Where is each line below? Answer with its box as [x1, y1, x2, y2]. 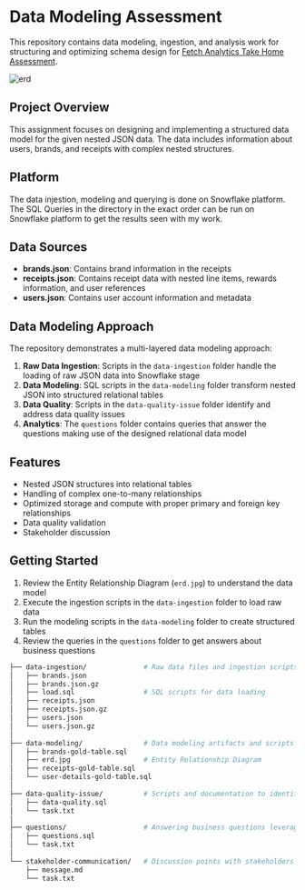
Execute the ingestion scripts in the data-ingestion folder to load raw [22, 596, 282, 607]
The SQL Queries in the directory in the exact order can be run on [9, 203, 255, 215]
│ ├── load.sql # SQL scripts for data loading [9, 688, 266, 697]
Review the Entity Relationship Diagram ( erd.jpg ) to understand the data [22, 577, 293, 588]
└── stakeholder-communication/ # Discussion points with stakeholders [9, 856, 295, 865]
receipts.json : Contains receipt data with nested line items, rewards [22, 273, 277, 284]
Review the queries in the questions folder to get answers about [22, 635, 261, 646]
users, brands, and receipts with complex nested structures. [9, 143, 234, 154]
